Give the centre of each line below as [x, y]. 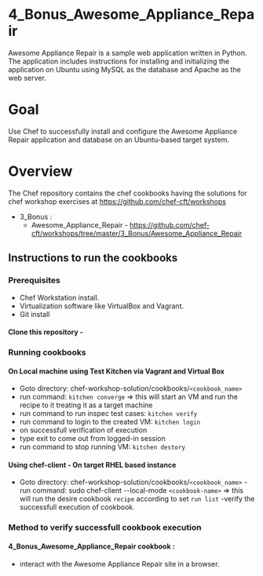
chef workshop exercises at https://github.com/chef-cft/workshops [117, 201]
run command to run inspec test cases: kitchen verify [108, 414]
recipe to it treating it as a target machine [86, 405]
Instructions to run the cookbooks [93, 258]
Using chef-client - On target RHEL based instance [92, 465]
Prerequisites [34, 280]
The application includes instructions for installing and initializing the [119, 61]
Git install [35, 314]
